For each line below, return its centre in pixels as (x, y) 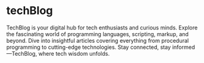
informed (184, 47)
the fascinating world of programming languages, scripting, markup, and (98, 34)
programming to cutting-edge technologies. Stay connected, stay (89, 47)
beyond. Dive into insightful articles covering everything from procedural (98, 40)
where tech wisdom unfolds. (74, 53)
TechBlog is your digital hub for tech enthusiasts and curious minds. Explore (102, 28)
